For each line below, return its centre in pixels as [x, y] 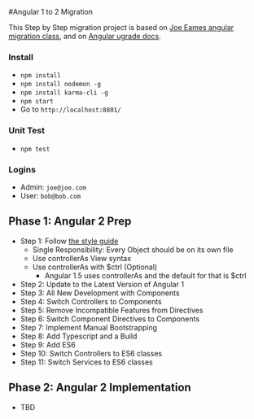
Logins [22, 169]
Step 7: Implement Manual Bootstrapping [88, 327]
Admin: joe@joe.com [53, 187]
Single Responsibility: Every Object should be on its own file [133, 249]
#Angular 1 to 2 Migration [51, 12]
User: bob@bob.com [50, 195]
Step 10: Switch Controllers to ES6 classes [91, 353]
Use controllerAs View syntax [82, 258]
